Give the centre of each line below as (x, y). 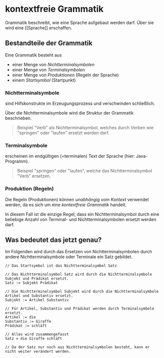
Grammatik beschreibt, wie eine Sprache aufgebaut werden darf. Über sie (80, 23)
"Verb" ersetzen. (34, 176)
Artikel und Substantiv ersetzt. (39, 296)
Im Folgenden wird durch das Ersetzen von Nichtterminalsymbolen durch (79, 252)
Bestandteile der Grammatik (49, 43)
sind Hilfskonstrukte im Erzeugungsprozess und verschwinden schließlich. (80, 103)
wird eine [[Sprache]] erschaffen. (39, 27)
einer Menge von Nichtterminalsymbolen (53, 64)
